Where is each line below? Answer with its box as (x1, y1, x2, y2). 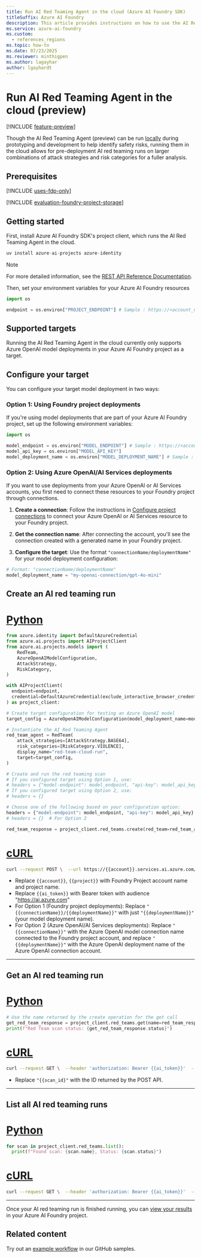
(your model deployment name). (14, 915, 95, 922)
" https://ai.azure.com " (14, 896, 70, 904)
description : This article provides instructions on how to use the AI (6, 20, 188, 26)
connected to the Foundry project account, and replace (14, 934, 151, 942)
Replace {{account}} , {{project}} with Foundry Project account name (14, 877, 188, 885)
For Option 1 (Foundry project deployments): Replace (14, 903, 145, 910)
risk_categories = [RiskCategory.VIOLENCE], (17, 743, 124, 749)
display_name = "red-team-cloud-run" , (17, 749, 109, 755)
